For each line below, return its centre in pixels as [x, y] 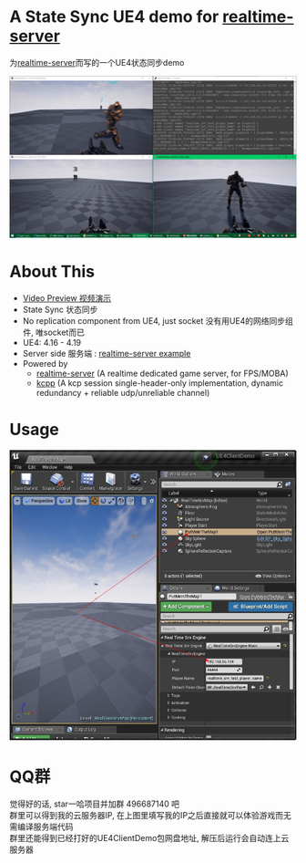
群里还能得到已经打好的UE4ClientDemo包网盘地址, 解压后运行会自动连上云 [149, 837]
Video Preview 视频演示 [67, 297]
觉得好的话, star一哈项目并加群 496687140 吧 [95, 804]
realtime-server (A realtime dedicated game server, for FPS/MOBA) [162, 373]
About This [52, 272]
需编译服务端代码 [41, 827]
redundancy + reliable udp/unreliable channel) [123, 392]
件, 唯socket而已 [53, 332]
